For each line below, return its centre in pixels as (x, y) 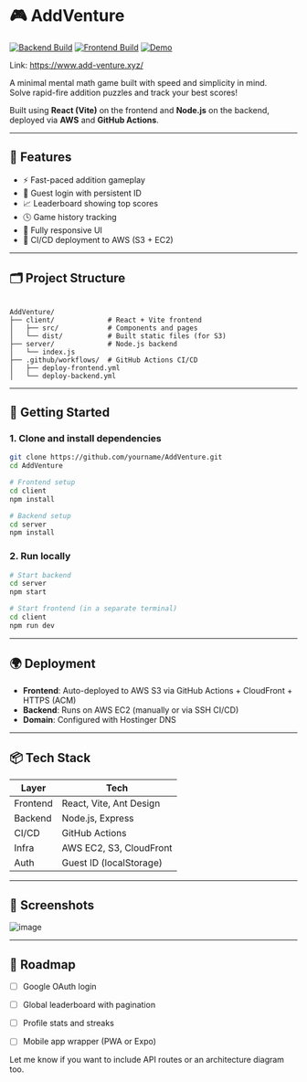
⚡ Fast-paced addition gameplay (84, 180)
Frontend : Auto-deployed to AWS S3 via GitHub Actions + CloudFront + (158, 690)
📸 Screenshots (52, 905)
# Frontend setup (42, 483)
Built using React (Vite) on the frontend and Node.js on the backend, (139, 110)
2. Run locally (40, 557)
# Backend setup (40, 515)
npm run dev (32, 625)
